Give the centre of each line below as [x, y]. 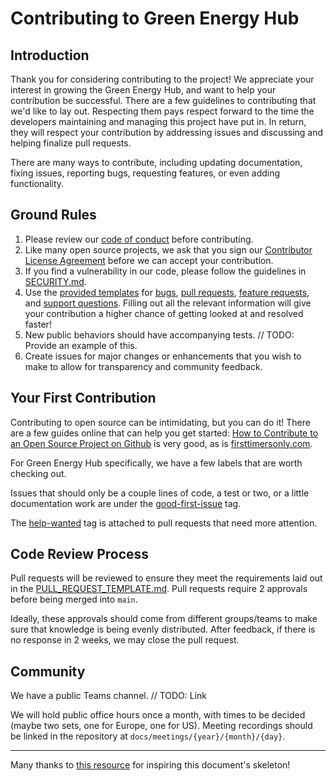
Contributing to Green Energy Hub [155, 18]
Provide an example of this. [81, 345]
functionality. [37, 183]
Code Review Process [80, 554]
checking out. [38, 473]
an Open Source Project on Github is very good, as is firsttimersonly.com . [161, 443]
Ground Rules [53, 215]
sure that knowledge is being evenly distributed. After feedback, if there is [163, 629]
